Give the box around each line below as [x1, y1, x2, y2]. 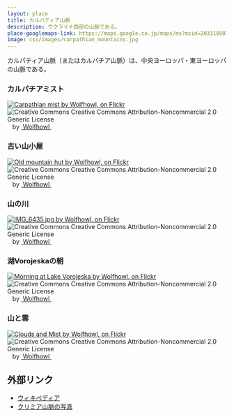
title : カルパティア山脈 [7, 17, 71, 24]
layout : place [7, 10, 49, 17]
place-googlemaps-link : [7, 29, 77, 37]
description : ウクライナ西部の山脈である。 [7, 23, 120, 30]
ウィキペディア [17, 394, 61, 402]
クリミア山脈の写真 [17, 402, 73, 411]
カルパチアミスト [7, 85, 65, 94]
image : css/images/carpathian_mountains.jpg [7, 36, 139, 43]
